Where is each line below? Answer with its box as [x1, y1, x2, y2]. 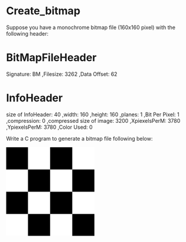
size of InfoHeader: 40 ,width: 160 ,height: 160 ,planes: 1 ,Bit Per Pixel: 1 [6, 111, 180, 118]
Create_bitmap [6, 4, 81, 18]
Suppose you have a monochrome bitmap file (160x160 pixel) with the [6, 24, 176, 31]
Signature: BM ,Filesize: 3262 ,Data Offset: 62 [6, 70, 118, 78]
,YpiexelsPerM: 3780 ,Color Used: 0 [6, 123, 93, 130]
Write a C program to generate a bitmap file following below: [6, 135, 153, 142]
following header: [6, 30, 49, 37]
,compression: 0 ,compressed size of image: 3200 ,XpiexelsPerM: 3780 [6, 117, 181, 124]
